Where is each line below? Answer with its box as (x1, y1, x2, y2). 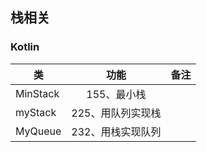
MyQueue (15, 124, 62, 138)
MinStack (15, 86, 60, 100)
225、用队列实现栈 (71, 106, 162, 120)
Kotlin (10, 40, 40, 54)
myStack (15, 105, 57, 119)
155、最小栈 (86, 87, 147, 101)
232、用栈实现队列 (71, 124, 162, 138)
